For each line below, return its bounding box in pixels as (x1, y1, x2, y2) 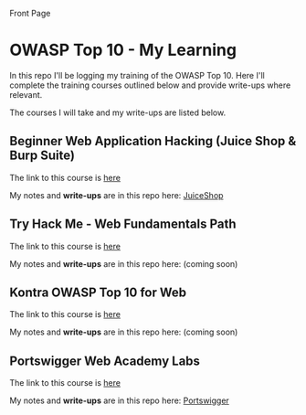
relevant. (9, 89, 43, 100)
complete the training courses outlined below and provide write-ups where (9, 80, 291, 90)
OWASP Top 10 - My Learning (9, 40, 237, 60)
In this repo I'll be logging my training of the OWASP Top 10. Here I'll (9, 69, 265, 80)
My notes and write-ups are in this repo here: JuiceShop (9, 189, 224, 200)
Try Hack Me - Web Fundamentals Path (9, 217, 237, 232)
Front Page (9, 8, 51, 18)
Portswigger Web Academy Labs (9, 353, 201, 368)
